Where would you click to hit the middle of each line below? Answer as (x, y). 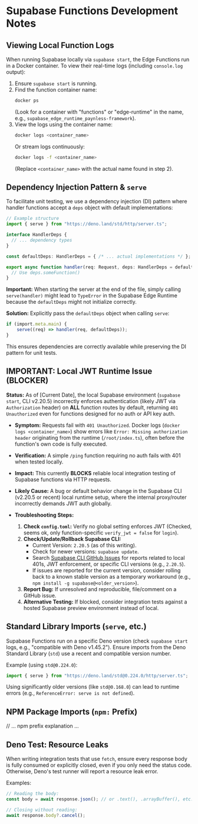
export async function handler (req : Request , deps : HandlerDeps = (89, 267)
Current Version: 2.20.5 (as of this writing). (84, 545)
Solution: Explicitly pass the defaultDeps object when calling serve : (88, 313)
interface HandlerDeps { (37, 235)
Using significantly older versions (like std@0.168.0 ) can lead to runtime (93, 687)
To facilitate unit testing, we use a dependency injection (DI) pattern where (97, 202)
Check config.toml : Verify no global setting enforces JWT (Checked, (108, 526)
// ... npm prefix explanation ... (43, 726)
